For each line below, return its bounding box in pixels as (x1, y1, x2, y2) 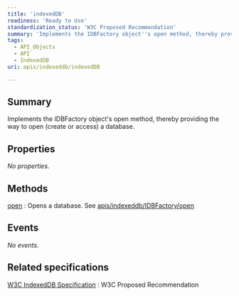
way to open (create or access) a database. (7, 122, 135, 131)
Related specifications (7, 261, 109, 274)
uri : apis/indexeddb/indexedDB (7, 63, 100, 70)
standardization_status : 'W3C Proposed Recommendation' (7, 23, 176, 31)
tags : (7, 37, 23, 44)
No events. (7, 240, 39, 249)
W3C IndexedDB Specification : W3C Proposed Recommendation (7, 280, 199, 289)
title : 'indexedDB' (7, 10, 65, 18)
